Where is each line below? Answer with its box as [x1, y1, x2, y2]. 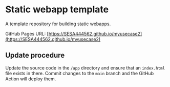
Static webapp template [5, 4, 109, 15]
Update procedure [5, 51, 65, 60]
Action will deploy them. [5, 76, 56, 82]
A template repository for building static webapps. [5, 21, 111, 27]
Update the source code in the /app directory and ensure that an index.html [5, 64, 165, 71]
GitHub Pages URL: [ [5, 30, 49, 37]
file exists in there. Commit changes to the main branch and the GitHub [5, 70, 154, 76]
